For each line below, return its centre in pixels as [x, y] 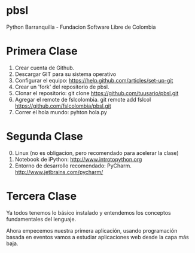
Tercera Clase [41, 196]
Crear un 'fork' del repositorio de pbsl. [62, 87]
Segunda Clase [45, 137]
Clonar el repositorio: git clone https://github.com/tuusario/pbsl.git [97, 93]
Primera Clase [42, 51]
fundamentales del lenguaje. [41, 219]
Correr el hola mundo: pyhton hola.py [61, 112]
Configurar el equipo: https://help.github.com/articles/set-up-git [94, 80]
